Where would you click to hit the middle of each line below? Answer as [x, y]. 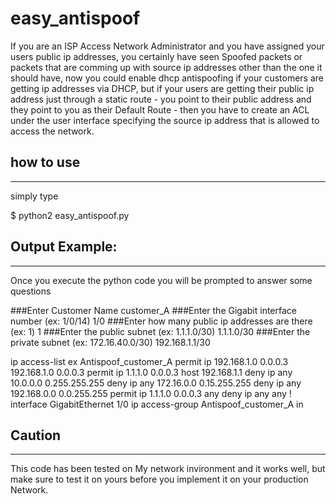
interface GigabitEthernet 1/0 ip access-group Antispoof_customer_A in [157, 404]
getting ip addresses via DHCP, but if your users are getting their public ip [162, 88]
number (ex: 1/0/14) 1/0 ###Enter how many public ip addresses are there [161, 321]
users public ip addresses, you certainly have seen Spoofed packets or [156, 56]
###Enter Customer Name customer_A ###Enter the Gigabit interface [153, 310]
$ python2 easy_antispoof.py [70, 215]
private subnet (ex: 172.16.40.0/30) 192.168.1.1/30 [110, 342]
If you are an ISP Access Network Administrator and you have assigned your [167, 46]
